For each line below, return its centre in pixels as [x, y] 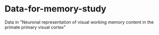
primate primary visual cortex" [35, 27]
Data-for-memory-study [55, 9]
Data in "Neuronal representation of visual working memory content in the [79, 22]
